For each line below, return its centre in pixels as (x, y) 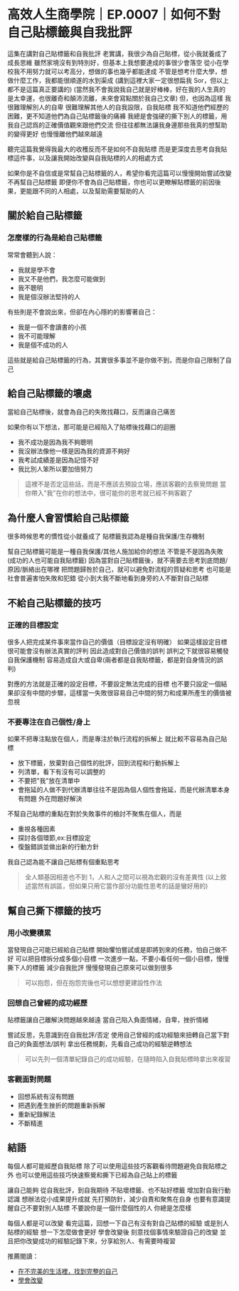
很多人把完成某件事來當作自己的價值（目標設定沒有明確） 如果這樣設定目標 (117, 642)
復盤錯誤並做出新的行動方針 (58, 847)
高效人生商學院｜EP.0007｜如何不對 (114, 15)
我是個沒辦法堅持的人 (49, 296)
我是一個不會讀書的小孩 (52, 327)
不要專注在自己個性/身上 (49, 722)
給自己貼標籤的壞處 (49, 394)
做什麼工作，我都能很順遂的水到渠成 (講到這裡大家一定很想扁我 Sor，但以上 (118, 80)
